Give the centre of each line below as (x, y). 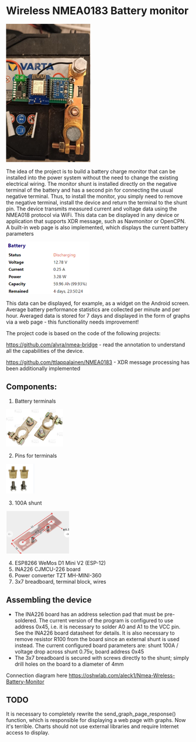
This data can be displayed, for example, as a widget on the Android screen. (98, 303)
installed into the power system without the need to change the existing (92, 178)
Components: (32, 387)
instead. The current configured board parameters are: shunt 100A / (96, 645)
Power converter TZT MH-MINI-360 (58, 575)
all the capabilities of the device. (45, 350)
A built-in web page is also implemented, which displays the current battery (97, 227)
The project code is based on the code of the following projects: (83, 333)
